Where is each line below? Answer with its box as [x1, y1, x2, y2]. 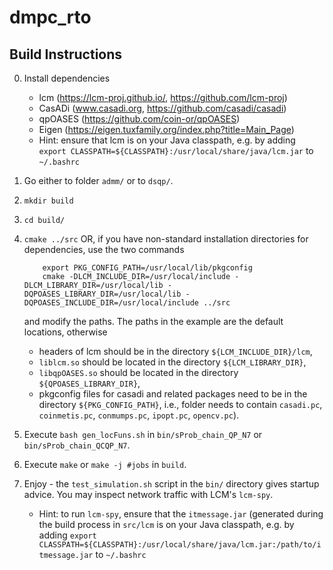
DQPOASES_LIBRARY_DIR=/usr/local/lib [23, 289, 182, 299]
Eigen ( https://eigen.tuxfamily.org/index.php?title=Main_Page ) [38, 124, 295, 135]
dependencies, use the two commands [23, 244, 185, 255]
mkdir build [23, 196, 74, 206]
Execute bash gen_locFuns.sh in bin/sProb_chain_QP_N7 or [23, 429, 263, 440]
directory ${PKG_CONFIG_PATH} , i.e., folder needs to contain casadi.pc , [38, 399, 323, 410]
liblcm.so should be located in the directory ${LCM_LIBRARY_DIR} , [38, 356, 307, 368]
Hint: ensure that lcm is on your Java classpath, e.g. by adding [38, 134, 296, 146]
